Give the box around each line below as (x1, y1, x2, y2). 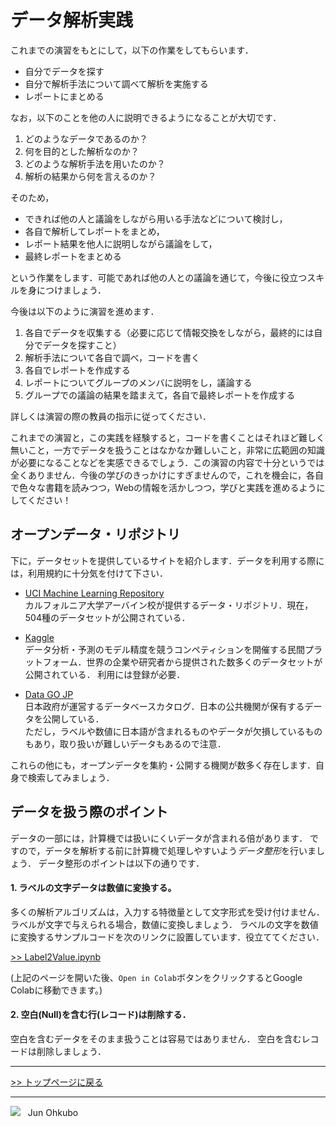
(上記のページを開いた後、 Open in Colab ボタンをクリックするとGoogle (10, 971, 303, 983)
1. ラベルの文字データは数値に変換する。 (10, 882, 177, 894)
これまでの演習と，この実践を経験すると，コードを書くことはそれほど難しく (10, 431, 325, 443)
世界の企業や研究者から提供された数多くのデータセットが (86, 656, 323, 668)
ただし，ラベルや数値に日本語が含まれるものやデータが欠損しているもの (24, 725, 323, 737)
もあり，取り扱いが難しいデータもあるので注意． (24, 737, 227, 750)
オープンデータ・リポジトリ (10, 526, 181, 543)
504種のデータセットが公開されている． (24, 611, 191, 623)
